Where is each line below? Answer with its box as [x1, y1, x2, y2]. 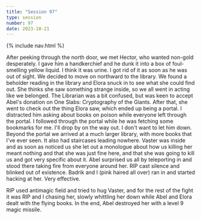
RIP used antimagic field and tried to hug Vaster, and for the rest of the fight [6, 187, 194, 194]
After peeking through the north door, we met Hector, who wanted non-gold [6, 54, 194, 61]
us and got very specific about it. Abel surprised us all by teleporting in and [6, 156, 192, 163]
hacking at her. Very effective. [6, 175, 81, 182]
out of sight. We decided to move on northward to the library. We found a [6, 73, 187, 80]
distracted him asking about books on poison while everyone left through [6, 111, 187, 119]
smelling [6, 67, 27, 74]
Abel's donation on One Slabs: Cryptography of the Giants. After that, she [6, 99, 188, 106]
